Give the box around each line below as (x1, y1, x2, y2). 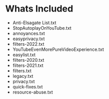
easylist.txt (12, 51, 36, 58)
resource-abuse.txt (12, 89, 53, 95)
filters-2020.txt (12, 57, 45, 63)
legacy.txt (12, 73, 33, 79)
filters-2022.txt (12, 41, 45, 47)
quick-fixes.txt (12, 83, 43, 89)
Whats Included (5, 3, 74, 15)
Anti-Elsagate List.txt (12, 20, 57, 26)
